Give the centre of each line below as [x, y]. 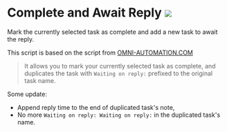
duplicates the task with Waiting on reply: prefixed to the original [118, 73]
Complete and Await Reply [85, 13]
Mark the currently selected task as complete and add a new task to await [112, 32]
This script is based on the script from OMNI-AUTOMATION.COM [100, 53]
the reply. [21, 39]
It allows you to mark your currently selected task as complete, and [120, 66]
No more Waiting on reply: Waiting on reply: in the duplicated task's [119, 115]
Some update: [27, 94]
